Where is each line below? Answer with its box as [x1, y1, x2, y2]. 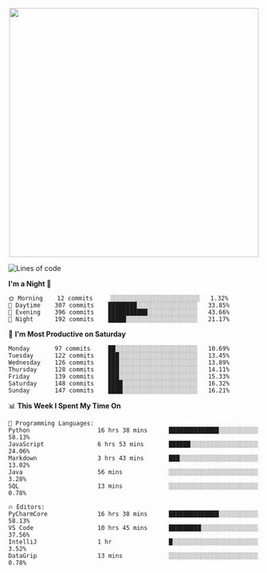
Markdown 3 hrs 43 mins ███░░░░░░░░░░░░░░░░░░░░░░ [8, 454, 259, 462]
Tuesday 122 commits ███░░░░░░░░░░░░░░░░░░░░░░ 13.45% [8, 351, 230, 359]
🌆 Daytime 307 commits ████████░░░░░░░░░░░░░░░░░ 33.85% [8, 301, 230, 309]
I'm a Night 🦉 [8, 279, 52, 288]
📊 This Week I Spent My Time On [8, 401, 121, 410]
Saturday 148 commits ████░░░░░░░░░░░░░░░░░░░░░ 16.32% [8, 379, 230, 387]
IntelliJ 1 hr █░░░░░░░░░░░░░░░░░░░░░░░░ [8, 538, 259, 546]
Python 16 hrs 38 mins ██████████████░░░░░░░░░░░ [8, 426, 259, 434]
